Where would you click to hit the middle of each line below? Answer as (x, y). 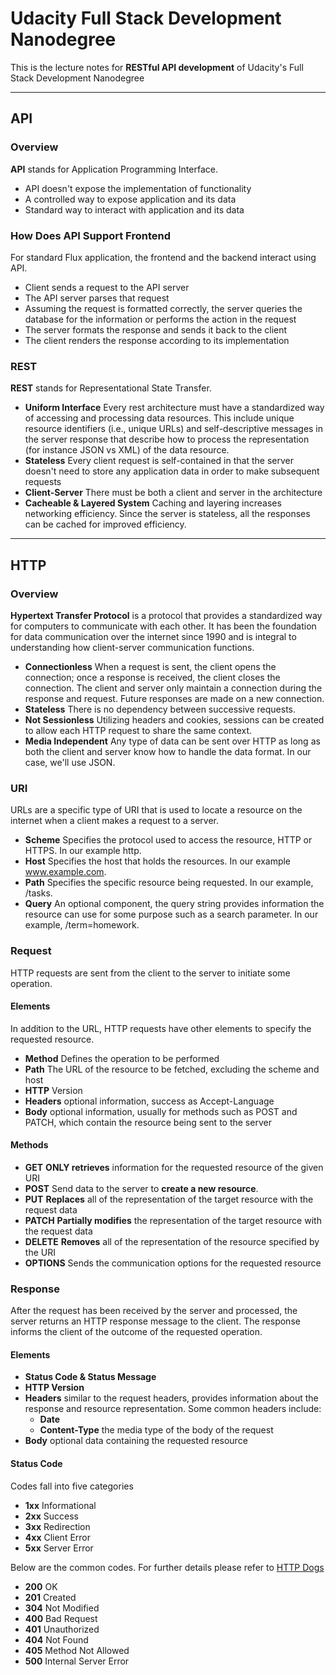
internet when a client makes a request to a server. (115, 821)
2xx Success (51, 1516)
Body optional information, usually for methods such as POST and (161, 1111)
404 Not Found (56, 1639)
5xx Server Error (59, 1548)
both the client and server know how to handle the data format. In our (168, 751)
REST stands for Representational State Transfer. (111, 388)
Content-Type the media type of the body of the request (156, 1430)
